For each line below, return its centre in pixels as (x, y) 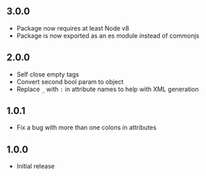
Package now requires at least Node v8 (73, 28)
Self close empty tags (48, 74)
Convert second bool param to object (70, 81)
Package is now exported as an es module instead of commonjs (108, 35)
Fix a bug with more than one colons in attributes (86, 127)
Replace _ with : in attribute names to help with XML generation (108, 89)
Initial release (35, 166)
